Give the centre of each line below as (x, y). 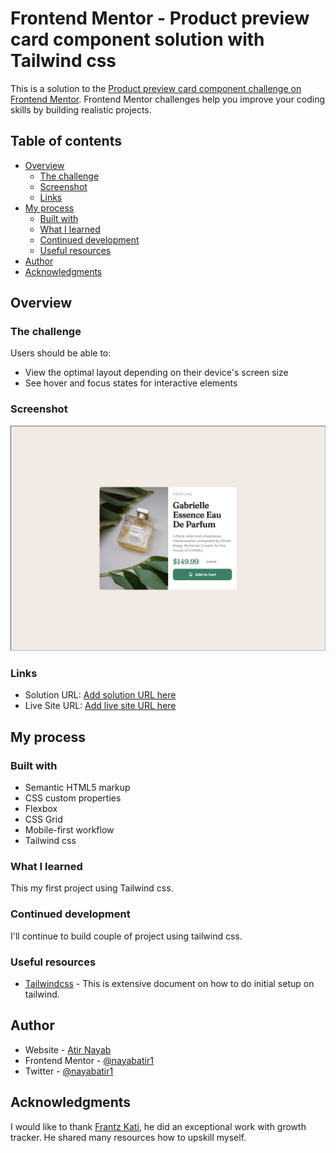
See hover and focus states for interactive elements (131, 383)
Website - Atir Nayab (68, 1049)
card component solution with (137, 39)
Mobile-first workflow (69, 830)
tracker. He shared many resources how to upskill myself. (128, 1137)
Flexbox (41, 808)
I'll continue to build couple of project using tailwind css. (126, 936)
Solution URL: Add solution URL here (100, 695)
